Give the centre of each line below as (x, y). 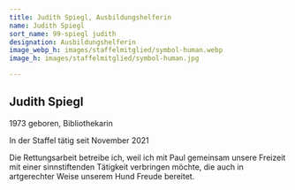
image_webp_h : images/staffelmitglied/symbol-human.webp (116, 50)
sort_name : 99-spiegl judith (63, 34)
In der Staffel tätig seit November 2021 (79, 140)
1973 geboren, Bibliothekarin (61, 123)
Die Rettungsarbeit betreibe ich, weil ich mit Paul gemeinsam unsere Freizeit (147, 157)
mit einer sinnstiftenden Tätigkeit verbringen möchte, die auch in (127, 167)
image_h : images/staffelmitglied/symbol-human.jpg (104, 58)
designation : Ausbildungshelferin (73, 42)
